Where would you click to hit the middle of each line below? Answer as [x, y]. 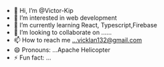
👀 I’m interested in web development [65, 18]
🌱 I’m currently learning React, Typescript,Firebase [85, 25]
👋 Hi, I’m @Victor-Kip [44, 11]
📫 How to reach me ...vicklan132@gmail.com [78, 40]
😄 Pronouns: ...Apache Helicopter [62, 50]
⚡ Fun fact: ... [32, 57]
